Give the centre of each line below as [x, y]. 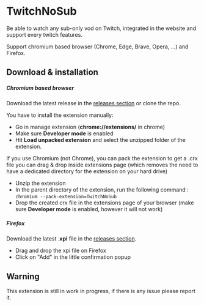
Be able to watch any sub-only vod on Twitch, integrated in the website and [101, 28]
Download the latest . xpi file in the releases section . [71, 239]
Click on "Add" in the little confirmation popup [73, 257]
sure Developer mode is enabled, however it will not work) [89, 209]
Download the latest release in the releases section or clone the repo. [94, 103]
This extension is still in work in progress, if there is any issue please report [101, 291]
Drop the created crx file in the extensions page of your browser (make [104, 203]
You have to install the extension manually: [60, 115]
